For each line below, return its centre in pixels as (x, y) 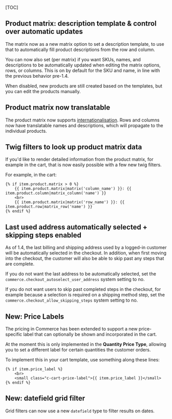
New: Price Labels (35, 316)
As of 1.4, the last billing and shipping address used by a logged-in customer (86, 248)
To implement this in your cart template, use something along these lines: (82, 360)
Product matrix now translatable (58, 108)
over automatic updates (44, 32)
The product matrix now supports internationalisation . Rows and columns (82, 120)
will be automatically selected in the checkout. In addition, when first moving (86, 253)
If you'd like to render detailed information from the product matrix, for (79, 160)
